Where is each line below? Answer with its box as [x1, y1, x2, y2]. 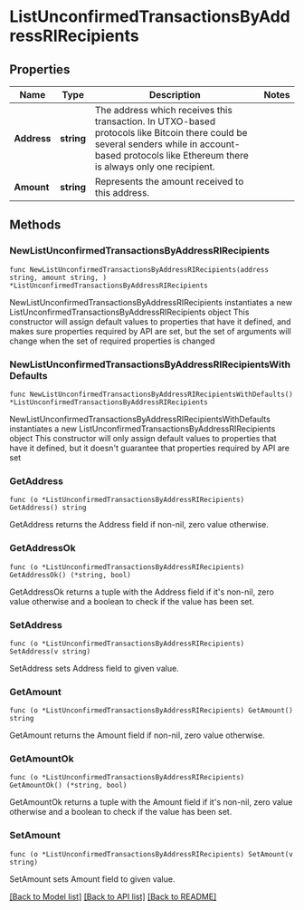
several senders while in [94, 138, 198, 150]
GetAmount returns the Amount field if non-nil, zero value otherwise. [9, 730, 265, 741]
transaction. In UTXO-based [94, 115, 215, 128]
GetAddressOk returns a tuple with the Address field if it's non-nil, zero [9, 586, 274, 597]
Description [148, 89, 201, 101]
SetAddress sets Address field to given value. [9, 663, 179, 673]
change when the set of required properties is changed [9, 335, 215, 346]
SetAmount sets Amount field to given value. [9, 873, 176, 885]
